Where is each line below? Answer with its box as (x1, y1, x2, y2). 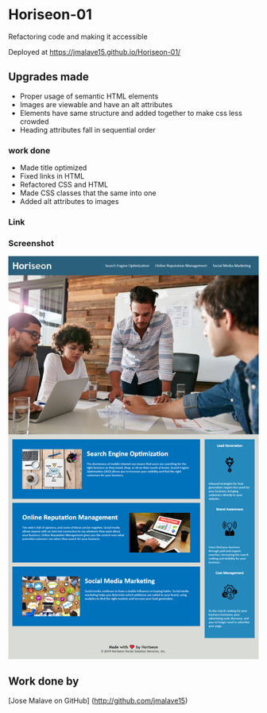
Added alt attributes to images (19, 197, 119, 206)
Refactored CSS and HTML (19, 180, 109, 190)
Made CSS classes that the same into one (19, 188, 157, 198)
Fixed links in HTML (19, 172, 85, 181)
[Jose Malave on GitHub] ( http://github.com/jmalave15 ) (8, 696, 188, 705)
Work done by (8, 675, 79, 688)
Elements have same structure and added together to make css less (19, 108, 242, 118)
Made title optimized (19, 163, 87, 172)
